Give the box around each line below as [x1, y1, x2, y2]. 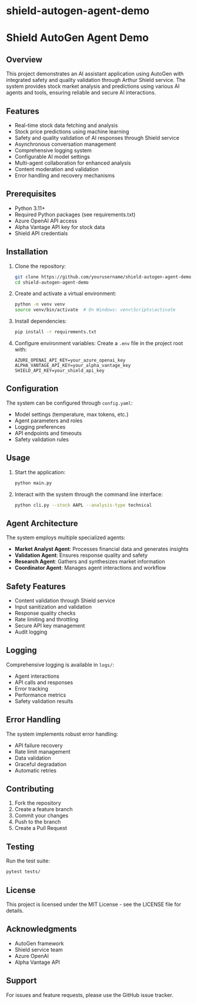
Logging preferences [14, 423, 66, 430]
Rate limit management [14, 748, 71, 755]
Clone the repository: [14, 263, 66, 270]
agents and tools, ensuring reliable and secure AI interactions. [6, 89, 156, 96]
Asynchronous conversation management [14, 140, 116, 147]
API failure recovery [14, 741, 63, 749]
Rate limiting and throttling [14, 616, 79, 623]
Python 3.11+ [14, 205, 46, 212]
